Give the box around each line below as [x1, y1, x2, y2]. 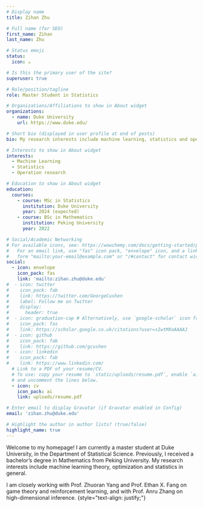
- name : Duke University [11, 114, 74, 120]
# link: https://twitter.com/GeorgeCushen [6, 293, 123, 299]
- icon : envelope [11, 264, 56, 271]
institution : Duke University [22, 203, 98, 209]
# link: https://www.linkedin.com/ [6, 361, 104, 367]
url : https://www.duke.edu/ [17, 120, 88, 126]
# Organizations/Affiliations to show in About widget [6, 103, 147, 109]
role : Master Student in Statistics [6, 92, 98, 98]
